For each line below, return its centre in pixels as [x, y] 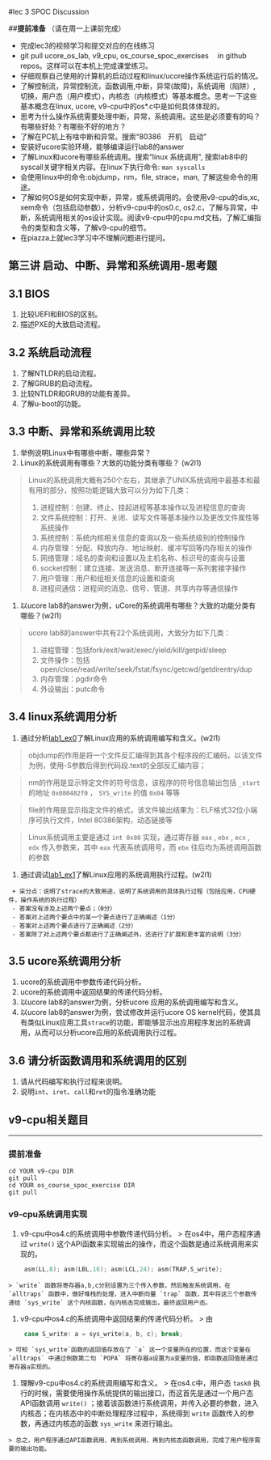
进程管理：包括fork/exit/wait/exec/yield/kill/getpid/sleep [133, 650]
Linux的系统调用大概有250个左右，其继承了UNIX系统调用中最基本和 [141, 480]
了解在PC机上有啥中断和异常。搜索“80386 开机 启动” [113, 136]
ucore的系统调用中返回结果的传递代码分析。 [93, 992]
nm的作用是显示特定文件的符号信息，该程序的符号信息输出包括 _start [144, 782]
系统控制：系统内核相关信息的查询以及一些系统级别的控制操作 [143, 537]
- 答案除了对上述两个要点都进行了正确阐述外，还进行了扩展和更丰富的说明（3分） [128, 934]
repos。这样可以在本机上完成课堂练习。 [86, 66]
